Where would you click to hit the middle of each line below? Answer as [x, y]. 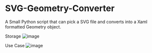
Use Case [15, 45]
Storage [13, 36]
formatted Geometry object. [33, 26]
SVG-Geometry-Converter [60, 8]
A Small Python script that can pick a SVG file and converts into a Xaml [76, 22]
